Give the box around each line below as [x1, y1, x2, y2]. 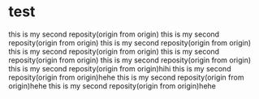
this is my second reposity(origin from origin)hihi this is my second [8, 63, 231, 73]
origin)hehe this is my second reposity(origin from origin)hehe [8, 80, 217, 91]
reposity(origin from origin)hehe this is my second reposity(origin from [8, 72, 244, 82]
